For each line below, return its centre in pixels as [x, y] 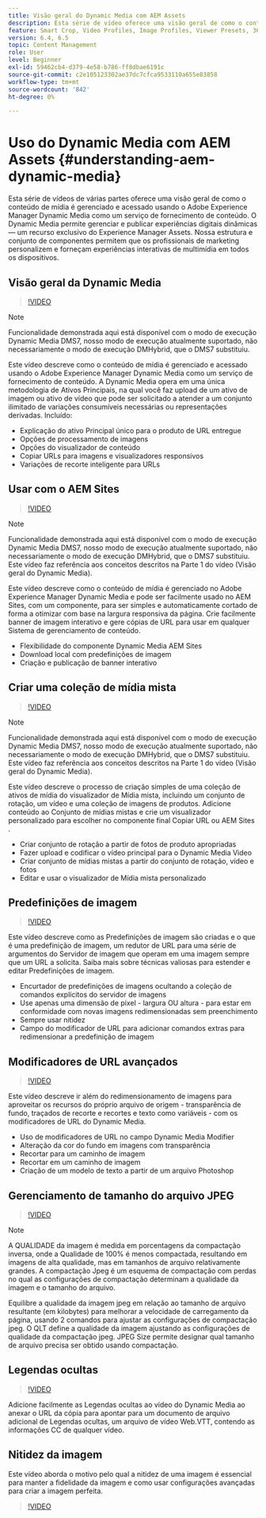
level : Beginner [35, 60]
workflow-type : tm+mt [44, 82]
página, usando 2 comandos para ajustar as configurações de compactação [133, 1320]
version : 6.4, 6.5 [38, 38]
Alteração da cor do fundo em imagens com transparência [115, 1145]
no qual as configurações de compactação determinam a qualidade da [123, 1279]
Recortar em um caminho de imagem [80, 1163]
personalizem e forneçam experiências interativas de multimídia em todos [129, 249]
